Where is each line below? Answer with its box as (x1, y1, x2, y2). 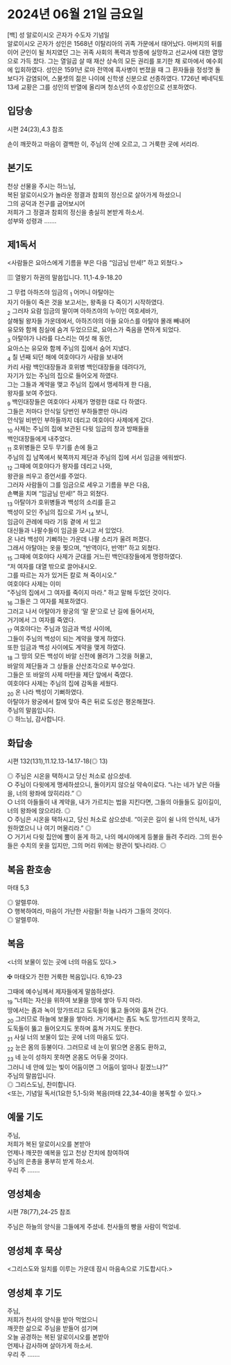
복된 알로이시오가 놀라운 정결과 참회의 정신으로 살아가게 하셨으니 (7, 191, 182, 199)
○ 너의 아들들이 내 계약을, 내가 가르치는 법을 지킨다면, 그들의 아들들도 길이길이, (7, 798, 222, 807)
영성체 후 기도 (7, 1287, 62, 1299)
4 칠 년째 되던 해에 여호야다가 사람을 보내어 (7, 353, 123, 362)
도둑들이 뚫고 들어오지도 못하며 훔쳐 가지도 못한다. (7, 1024, 143, 1033)
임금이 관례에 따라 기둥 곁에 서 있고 (7, 517, 102, 526)
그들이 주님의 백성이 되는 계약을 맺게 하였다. (7, 634, 126, 643)
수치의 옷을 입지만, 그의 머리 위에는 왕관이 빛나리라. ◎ (19, 841, 166, 850)
